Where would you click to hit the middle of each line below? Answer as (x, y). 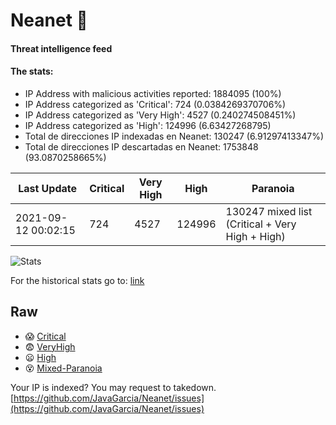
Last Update (48, 188)
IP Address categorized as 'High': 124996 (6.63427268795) (148, 125)
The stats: (32, 71)
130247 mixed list (269, 211)
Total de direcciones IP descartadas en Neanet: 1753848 (141, 146)
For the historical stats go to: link (77, 280)
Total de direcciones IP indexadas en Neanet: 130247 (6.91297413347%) (174, 136)
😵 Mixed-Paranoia (63, 368)
